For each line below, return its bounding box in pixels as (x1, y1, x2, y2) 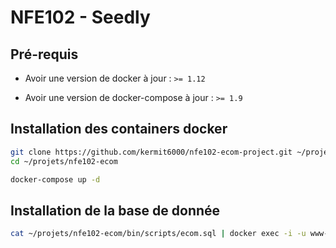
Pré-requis (10, 46, 79, 63)
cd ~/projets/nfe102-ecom (10, 156, 118, 166)
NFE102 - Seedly (10, 6, 151, 29)
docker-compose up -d (10, 174, 101, 185)
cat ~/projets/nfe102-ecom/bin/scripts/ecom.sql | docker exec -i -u (10, 229, 307, 239)
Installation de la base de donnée (10, 202, 221, 219)
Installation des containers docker (10, 121, 228, 138)
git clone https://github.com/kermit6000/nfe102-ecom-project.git (10, 147, 293, 157)
